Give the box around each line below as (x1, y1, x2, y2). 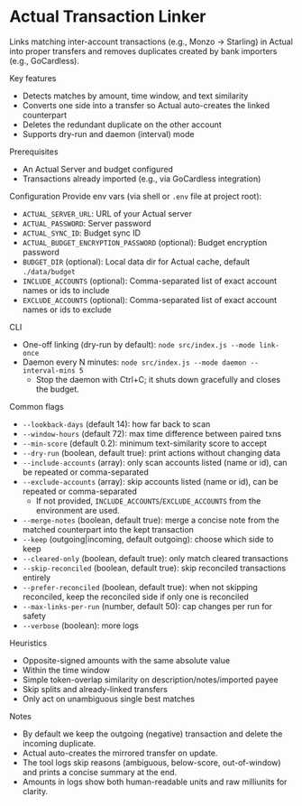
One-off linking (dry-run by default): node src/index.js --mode (22, 338, 255, 349)
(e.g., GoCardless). (9, 55, 79, 66)
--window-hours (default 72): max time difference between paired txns (22, 428, 282, 439)
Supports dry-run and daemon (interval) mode (22, 128, 195, 139)
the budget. (35, 384, 79, 394)
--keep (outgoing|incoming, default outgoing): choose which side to (22, 533, 274, 544)
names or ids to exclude (22, 304, 112, 315)
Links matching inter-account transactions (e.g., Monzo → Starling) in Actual (9, 36, 293, 47)
